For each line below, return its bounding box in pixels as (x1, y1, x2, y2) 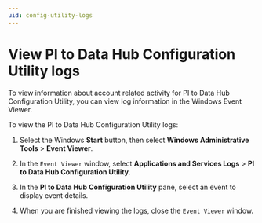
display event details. (19, 190, 89, 200)
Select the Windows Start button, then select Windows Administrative (19, 135, 249, 144)
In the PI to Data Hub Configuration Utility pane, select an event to (19, 182, 237, 192)
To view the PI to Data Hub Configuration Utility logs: (8, 119, 179, 130)
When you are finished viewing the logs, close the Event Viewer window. (19, 206, 253, 215)
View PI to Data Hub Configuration (8, 45, 236, 63)
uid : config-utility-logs (8, 11, 93, 20)
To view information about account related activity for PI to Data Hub (8, 88, 230, 97)
